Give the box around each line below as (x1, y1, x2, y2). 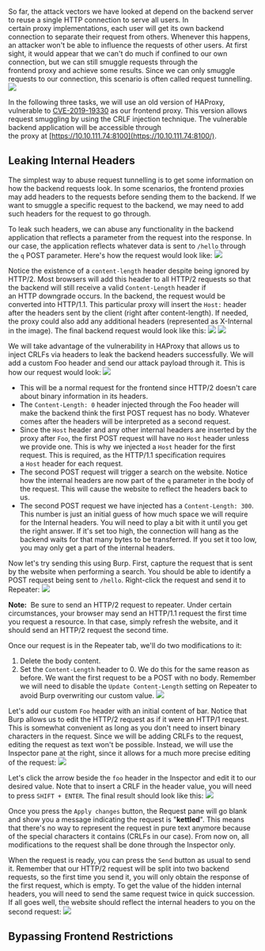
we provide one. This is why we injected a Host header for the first (19, 442, 236, 451)
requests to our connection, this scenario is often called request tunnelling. (8, 75, 252, 83)
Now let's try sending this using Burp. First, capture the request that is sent (8, 558, 253, 568)
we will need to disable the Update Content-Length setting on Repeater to (19, 681, 257, 691)
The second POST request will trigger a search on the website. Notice (19, 467, 248, 477)
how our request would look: (8, 367, 101, 377)
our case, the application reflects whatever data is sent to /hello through (8, 241, 247, 251)
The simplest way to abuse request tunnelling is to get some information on (8, 174, 254, 185)
